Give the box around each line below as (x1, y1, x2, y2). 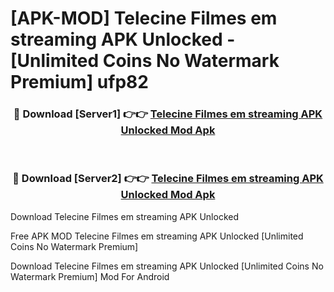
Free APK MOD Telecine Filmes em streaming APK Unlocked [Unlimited (10, 230, 304, 242)
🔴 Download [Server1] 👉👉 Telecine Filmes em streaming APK (13, 107, 323, 121)
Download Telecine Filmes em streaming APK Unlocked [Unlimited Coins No (10, 260, 324, 272)
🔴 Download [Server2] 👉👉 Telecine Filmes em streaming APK (12, 172, 324, 186)
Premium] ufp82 (10, 71, 149, 94)
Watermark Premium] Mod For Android (10, 270, 170, 282)
